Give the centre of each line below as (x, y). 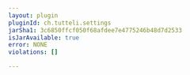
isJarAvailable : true (44, 37)
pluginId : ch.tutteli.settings (60, 23)
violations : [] (33, 52)
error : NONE (28, 45)
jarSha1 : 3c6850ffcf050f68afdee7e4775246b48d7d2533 (95, 30)
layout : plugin (33, 15)
